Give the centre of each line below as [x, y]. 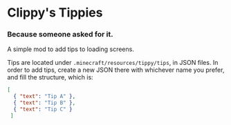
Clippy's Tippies [55, 13]
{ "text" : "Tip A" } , [45, 97]
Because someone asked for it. [60, 35]
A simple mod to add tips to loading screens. [71, 49]
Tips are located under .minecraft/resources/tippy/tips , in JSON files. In [113, 63]
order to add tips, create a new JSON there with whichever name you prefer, [116, 70]
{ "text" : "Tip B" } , [45, 103]
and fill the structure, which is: [50, 77]
